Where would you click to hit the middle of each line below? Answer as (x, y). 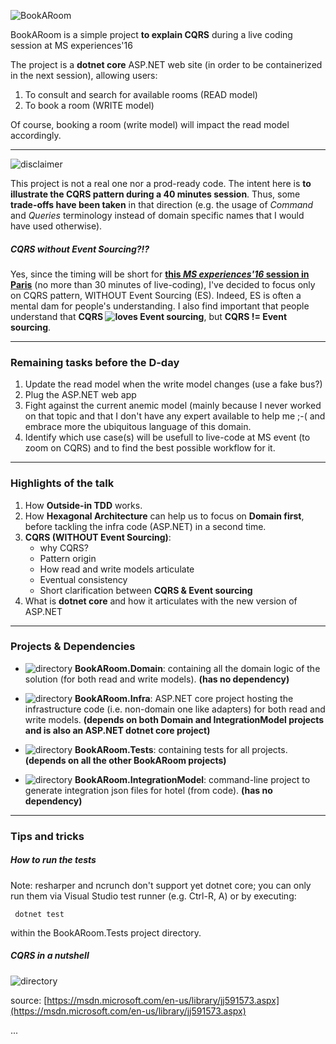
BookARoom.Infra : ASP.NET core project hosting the (184, 698)
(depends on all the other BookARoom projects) (125, 760)
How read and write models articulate (117, 569)
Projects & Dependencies (73, 647)
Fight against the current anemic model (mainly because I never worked (173, 406)
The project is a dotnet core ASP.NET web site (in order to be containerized (166, 64)
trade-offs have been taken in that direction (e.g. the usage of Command (162, 204)
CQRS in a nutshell (50, 956)
